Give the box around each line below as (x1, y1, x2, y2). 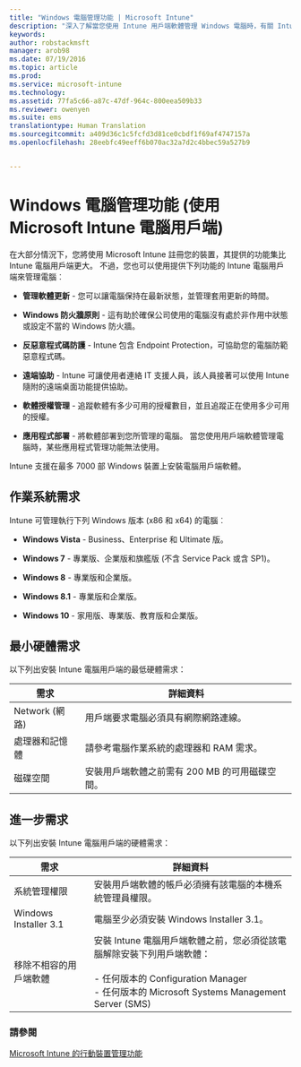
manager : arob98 (9, 47, 70, 56)
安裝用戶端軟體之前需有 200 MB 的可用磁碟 (84, 765, 268, 778)
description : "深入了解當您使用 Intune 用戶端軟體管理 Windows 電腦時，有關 (9, 22, 274, 30)
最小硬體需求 (9, 638, 81, 654)
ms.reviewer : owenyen (9, 105, 90, 114)
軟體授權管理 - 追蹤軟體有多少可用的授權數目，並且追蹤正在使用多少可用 (21, 400, 290, 410)
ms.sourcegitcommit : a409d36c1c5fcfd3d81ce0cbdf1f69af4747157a (9, 130, 251, 139)
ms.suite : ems (9, 113, 63, 122)
